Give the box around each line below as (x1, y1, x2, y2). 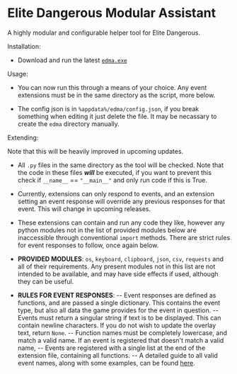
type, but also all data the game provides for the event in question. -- (17, 306, 219, 314)
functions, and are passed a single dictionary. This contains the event (17, 298, 221, 307)
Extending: (7, 133, 39, 142)
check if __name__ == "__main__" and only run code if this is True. (17, 176, 207, 184)
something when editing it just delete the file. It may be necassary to (17, 112, 217, 120)
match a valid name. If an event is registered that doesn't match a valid (17, 336, 224, 344)
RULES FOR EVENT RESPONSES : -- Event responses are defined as (17, 290, 216, 299)
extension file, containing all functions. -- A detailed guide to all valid (17, 351, 218, 359)
